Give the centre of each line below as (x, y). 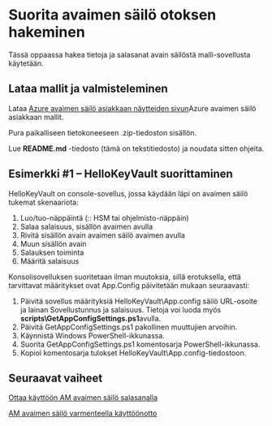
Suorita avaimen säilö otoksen (112, 15)
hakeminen (47, 32)
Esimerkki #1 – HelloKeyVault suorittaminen (121, 174)
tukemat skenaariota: (43, 202)
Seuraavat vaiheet (56, 378)
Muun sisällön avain (53, 243)
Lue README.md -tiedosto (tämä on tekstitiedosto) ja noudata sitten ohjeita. (136, 148)
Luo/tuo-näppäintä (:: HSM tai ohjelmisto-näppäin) (104, 217)
